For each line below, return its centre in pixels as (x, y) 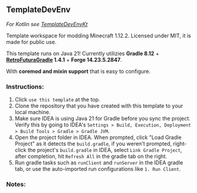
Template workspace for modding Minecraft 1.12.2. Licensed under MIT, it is (99, 36)
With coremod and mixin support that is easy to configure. (78, 71)
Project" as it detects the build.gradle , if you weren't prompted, (93, 144)
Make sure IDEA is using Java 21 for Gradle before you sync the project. (103, 119)
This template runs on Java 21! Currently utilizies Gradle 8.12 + (83, 53)
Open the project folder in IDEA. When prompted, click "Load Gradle (98, 137)
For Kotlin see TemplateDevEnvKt (47, 24)
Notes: (16, 185)
